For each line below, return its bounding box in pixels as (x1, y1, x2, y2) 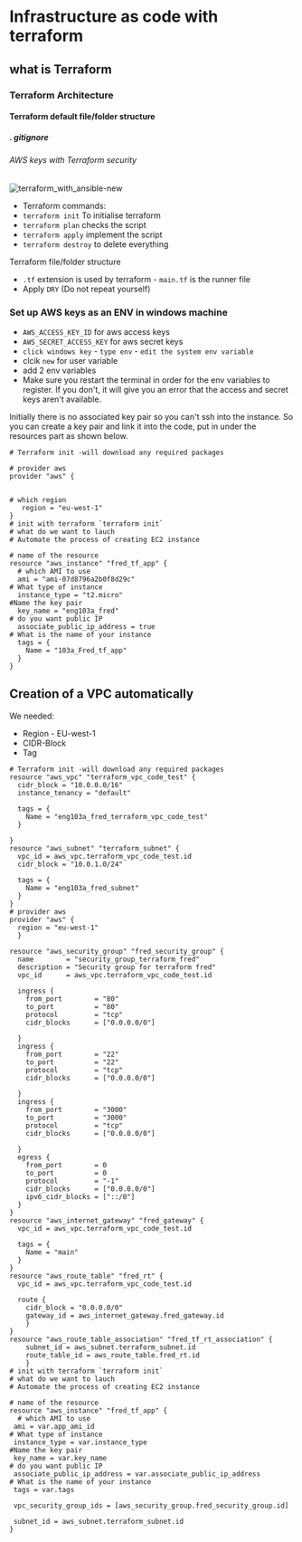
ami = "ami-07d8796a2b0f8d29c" (17, 575, 136, 584)
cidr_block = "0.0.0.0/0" (25, 1303, 124, 1312)
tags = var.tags (13, 1485, 75, 1494)
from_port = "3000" (25, 1105, 127, 1114)
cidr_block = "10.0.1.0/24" (17, 860, 124, 869)
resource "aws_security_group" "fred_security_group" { (9, 947, 224, 956)
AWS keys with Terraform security (9, 155, 137, 166)
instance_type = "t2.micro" (17, 590, 124, 599)
